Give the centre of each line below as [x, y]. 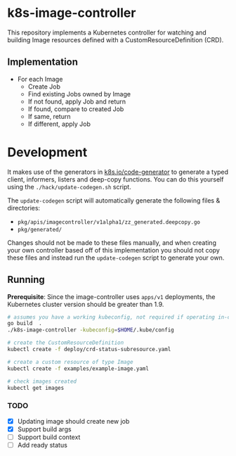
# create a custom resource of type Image [70, 362]
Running [26, 280]
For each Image [40, 79]
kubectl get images [36, 388]
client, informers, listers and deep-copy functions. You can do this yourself [116, 179]
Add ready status [42, 445]
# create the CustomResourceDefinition [66, 343]
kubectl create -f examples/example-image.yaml [78, 368]
